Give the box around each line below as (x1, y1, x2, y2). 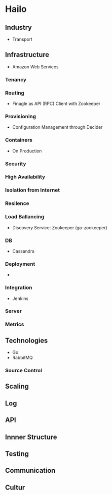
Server (5, 308, 22, 315)
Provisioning (5, 113, 36, 120)
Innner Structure (5, 433, 57, 441)
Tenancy (5, 76, 27, 83)
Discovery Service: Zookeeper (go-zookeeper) (12, 224, 108, 231)
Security (5, 160, 26, 167)
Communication (5, 466, 56, 475)
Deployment (5, 260, 36, 267)
